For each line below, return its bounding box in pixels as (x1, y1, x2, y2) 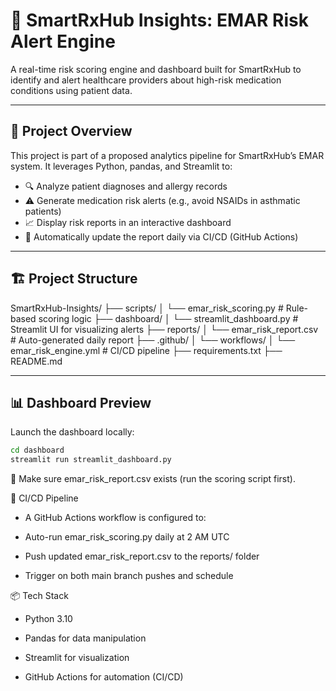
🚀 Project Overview (10, 123, 133, 140)
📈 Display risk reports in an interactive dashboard (24, 216, 232, 228)
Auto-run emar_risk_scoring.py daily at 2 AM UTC (24, 531, 230, 543)
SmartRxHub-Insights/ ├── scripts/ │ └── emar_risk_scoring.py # (10, 302, 284, 314)
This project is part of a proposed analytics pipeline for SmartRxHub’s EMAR (10, 149, 325, 161)
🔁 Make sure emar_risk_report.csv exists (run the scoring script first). (10, 473, 296, 485)
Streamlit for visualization (24, 652, 130, 664)
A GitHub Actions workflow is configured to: (24, 512, 207, 524)
